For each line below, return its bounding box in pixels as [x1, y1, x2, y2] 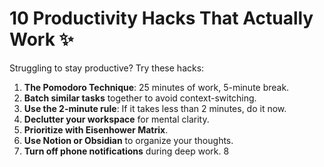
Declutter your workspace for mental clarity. [23, 113, 210, 125]
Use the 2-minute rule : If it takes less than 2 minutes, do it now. [23, 102, 287, 114]
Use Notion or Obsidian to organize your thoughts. [23, 134, 234, 146]
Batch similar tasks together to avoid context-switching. [23, 92, 257, 104]
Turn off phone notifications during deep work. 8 [23, 145, 230, 157]
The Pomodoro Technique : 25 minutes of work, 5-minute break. [23, 81, 290, 93]
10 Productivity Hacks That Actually [9, 7, 314, 30]
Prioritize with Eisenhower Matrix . [23, 123, 169, 136]
